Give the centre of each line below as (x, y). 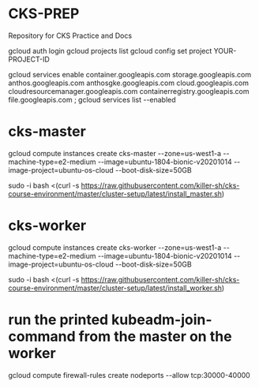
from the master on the (155, 337)
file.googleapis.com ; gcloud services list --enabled (92, 99)
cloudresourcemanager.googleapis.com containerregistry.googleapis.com (129, 91)
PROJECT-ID (29, 59)
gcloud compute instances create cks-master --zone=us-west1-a (115, 153)
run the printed (58, 319)
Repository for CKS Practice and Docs (70, 35)
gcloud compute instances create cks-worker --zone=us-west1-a (115, 247)
